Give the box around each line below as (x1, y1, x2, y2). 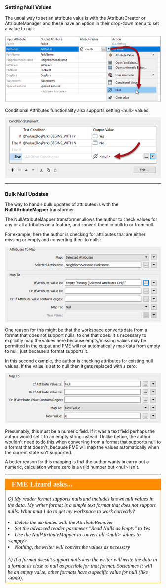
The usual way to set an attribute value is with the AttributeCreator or (5, 15, 146, 21)
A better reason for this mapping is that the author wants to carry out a (5, 458, 149, 465)
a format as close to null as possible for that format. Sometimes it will (7, 563, 152, 569)
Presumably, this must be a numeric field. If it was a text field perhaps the (5, 428, 155, 434)
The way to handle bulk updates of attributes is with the (5, 201, 119, 207)
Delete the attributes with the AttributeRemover (14, 519, 114, 526)
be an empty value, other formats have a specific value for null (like (7, 569, 148, 576)
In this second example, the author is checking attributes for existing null (5, 358, 153, 364)
